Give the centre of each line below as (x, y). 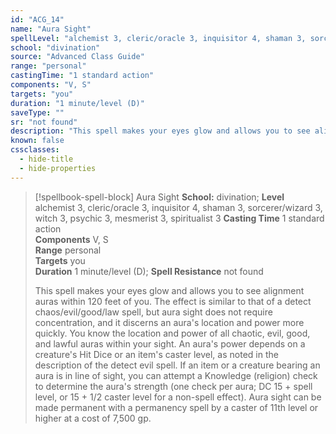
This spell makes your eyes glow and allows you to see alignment (169, 290)
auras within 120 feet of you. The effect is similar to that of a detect (173, 301)
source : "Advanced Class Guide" (77, 57)
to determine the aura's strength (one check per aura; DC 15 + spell (173, 386)
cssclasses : (35, 150)
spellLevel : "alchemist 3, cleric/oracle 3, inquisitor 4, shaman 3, (158, 38)
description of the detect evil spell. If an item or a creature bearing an (177, 365)
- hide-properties (58, 168)
